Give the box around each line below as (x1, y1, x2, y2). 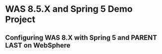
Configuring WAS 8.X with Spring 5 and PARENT (5, 33, 158, 42)
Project (5, 14, 36, 25)
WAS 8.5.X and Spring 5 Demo (5, 3, 133, 15)
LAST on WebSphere (5, 41, 71, 50)
